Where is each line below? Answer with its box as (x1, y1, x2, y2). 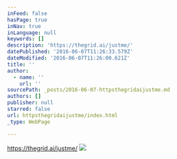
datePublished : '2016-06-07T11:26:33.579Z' (7, 49, 134, 56)
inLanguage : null (7, 29, 57, 36)
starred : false (7, 106, 51, 112)
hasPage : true (7, 16, 48, 23)
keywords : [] (7, 36, 45, 42)
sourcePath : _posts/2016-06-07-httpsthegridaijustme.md (7, 86, 170, 93)
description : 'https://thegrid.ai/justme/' (7, 42, 134, 49)
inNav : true (7, 23, 41, 29)
